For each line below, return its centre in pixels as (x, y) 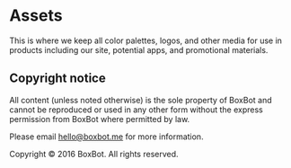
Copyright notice (57, 79)
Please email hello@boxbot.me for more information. (106, 137)
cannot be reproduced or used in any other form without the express (136, 110)
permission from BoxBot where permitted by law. (100, 119)
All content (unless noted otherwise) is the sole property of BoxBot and (141, 100)
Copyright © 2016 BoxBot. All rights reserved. (94, 154)
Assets (36, 16)
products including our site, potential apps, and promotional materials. (139, 49)
